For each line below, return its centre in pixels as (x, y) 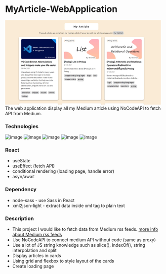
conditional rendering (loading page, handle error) (63, 171)
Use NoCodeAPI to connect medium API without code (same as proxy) (84, 240)
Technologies (22, 126)
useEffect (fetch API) (34, 166)
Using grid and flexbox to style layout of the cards (63, 261)
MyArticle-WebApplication (61, 9)
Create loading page (33, 266)
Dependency (21, 190)
